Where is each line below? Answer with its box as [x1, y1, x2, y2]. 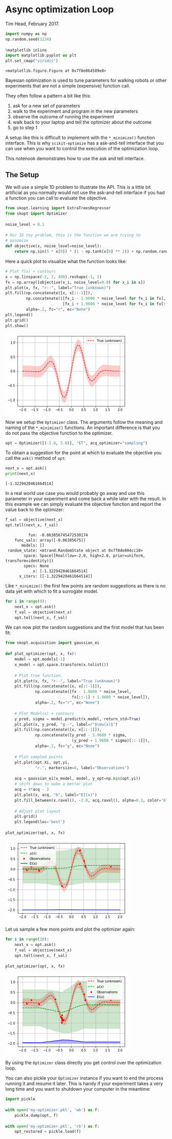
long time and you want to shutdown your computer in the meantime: [5, 1086, 151, 1092]
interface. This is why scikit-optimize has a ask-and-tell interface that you [5, 140, 164, 146]
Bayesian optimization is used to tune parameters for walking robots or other [5, 77, 167, 83]
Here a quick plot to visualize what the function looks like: [5, 258, 127, 264]
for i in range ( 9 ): [5, 598, 47, 604]
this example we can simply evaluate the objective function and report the [5, 501, 161, 507]
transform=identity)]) [5, 558, 54, 563]
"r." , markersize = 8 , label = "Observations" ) [35, 765, 130, 770]
